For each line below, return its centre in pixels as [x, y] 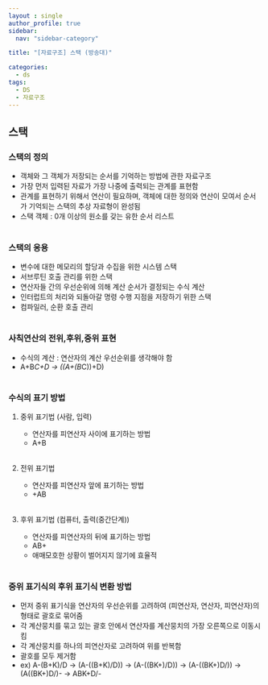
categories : [28, 68]
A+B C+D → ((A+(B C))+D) [62, 367]
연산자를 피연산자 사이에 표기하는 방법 [91, 434]
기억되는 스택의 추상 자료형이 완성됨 [85, 206]
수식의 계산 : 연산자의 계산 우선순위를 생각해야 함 [96, 357]
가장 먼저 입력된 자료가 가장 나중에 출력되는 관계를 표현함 [109, 186]
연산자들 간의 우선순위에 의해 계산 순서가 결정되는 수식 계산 [112, 287]
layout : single [35, 16]
